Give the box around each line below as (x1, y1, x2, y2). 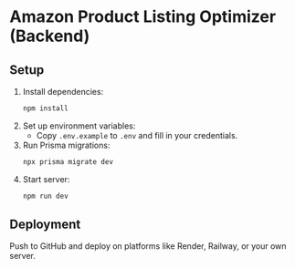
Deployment (9, 217, 81, 232)
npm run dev (22, 191, 68, 201)
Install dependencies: (22, 87, 104, 97)
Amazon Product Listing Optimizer (9, 6, 277, 27)
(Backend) (9, 26, 90, 46)
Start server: (22, 173, 70, 184)
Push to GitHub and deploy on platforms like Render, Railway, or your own (9, 241, 287, 252)
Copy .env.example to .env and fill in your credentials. (36, 129, 238, 140)
